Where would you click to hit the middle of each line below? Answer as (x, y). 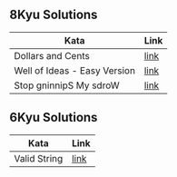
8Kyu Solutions (54, 15)
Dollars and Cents (52, 55)
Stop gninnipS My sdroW (67, 85)
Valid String (39, 158)
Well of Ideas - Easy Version (75, 70)
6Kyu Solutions (54, 118)
